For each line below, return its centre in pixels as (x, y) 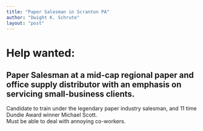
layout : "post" (25, 23)
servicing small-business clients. (71, 94)
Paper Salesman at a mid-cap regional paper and (100, 75)
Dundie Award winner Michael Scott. (52, 115)
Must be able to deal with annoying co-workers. (66, 121)
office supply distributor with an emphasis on (94, 84)
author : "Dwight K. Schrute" (43, 18)
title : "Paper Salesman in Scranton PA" (58, 12)
